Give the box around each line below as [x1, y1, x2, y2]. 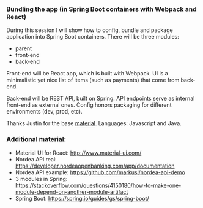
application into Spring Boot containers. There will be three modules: [6, 33, 179, 40]
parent [15, 45, 32, 52]
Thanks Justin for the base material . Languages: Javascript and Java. [6, 120, 182, 127]
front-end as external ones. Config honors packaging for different [6, 101, 172, 109]
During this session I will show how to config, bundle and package [6, 26, 173, 34]
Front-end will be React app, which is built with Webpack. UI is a [6, 70, 168, 77]
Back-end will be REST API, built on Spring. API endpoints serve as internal [6, 94, 195, 102]
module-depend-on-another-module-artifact [15, 188, 128, 195]
